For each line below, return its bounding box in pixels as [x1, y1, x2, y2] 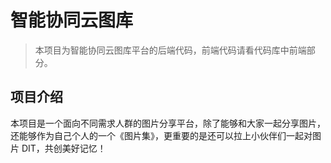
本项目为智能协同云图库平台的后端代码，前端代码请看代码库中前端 [34, 44, 307, 56]
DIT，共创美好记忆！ [21, 142, 107, 154]
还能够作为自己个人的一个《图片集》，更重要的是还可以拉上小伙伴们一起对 [10, 129, 313, 141]
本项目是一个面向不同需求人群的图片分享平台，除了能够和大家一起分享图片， [10, 117, 326, 129]
